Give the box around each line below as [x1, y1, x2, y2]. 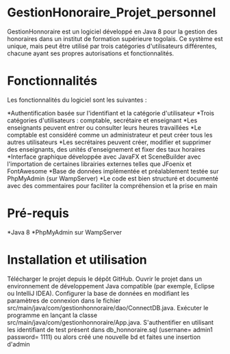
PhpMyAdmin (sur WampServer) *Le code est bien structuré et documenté [7, 174, 219, 182]
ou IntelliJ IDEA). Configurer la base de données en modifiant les [7, 289, 190, 297]
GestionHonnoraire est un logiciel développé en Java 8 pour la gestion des [7, 27, 218, 36]
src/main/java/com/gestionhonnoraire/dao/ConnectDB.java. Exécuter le [7, 303, 209, 312]
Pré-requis [7, 206, 70, 221]
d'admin [7, 340, 31, 348]
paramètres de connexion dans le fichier [7, 296, 121, 305]
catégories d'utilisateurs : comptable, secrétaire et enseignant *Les [7, 116, 198, 124]
